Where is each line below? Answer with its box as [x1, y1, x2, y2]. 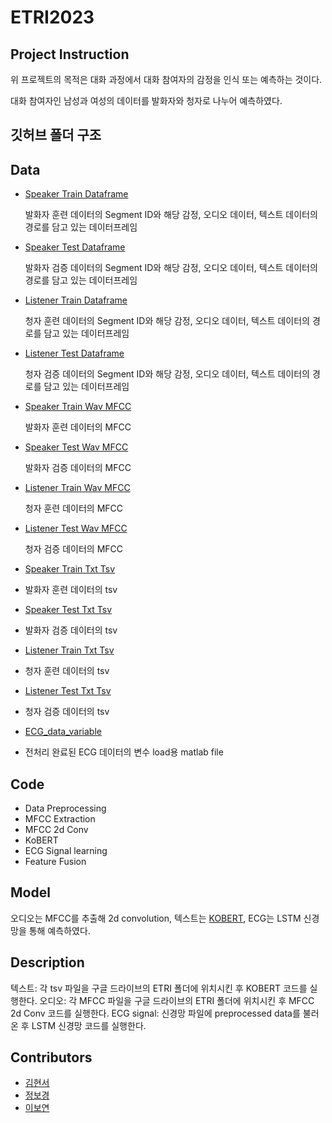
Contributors [10, 1049, 93, 1066]
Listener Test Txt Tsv [24, 685, 112, 697]
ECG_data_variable [24, 726, 102, 738]
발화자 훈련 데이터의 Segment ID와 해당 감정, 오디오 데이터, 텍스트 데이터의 [24, 209, 318, 221]
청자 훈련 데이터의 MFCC [24, 502, 124, 515]
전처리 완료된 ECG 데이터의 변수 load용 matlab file [24, 746, 224, 758]
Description [10, 954, 85, 971]
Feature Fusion [24, 856, 87, 868]
